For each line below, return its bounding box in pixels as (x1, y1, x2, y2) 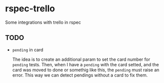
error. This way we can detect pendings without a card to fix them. (12, 72, 148, 78)
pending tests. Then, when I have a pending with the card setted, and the (12, 61, 159, 67)
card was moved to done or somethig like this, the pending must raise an (12, 67, 160, 73)
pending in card (12, 46, 43, 52)
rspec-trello (5, 3, 55, 14)
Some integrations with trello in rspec (5, 19, 82, 25)
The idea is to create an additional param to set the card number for (12, 56, 151, 62)
